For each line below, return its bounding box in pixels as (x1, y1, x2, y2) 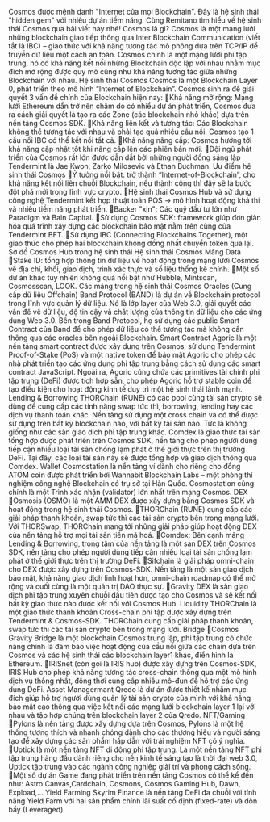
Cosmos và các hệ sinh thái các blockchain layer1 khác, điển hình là (8, 650, 234, 660)
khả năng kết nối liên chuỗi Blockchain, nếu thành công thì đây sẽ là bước (8, 178, 252, 188)
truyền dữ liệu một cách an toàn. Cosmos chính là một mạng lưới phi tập (8, 50, 247, 59)
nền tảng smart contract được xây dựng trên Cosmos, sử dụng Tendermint (8, 342, 255, 350)
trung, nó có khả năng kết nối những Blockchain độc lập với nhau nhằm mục (8, 58, 261, 68)
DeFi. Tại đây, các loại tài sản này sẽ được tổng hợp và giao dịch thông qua (8, 453, 257, 463)
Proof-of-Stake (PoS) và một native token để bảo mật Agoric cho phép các (8, 350, 256, 359)
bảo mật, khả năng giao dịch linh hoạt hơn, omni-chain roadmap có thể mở (8, 573, 256, 582)
